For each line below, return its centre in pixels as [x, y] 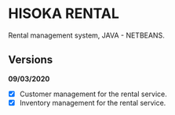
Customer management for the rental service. [93, 94]
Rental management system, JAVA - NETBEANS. [86, 35]
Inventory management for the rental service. [93, 102]
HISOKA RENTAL [64, 14]
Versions [31, 60]
